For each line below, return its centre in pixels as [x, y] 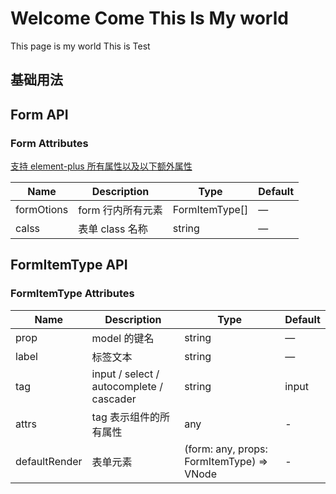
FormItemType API [69, 265]
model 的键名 [123, 338]
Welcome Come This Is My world [149, 18]
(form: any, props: [226, 449]
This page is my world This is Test [80, 46]
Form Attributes [49, 143]
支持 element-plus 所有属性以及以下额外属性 [101, 166]
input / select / [125, 374]
